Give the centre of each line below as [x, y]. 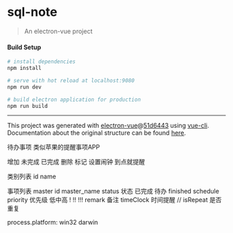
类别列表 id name [32, 176]
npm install [24, 68]
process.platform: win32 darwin [53, 223]
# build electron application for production [74, 100]
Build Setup [24, 47]
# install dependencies [42, 62]
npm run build [28, 106]
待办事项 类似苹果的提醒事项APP [54, 147]
